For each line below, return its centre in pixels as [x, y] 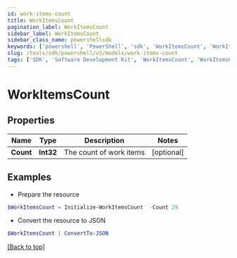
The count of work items [104, 152]
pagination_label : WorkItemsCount [58, 27]
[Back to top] [26, 247]
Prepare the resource [48, 194]
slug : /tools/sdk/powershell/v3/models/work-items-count [93, 54]
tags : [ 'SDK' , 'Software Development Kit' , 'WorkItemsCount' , [101, 60]
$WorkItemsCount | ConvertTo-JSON [58, 233]
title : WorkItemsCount [41, 20]
